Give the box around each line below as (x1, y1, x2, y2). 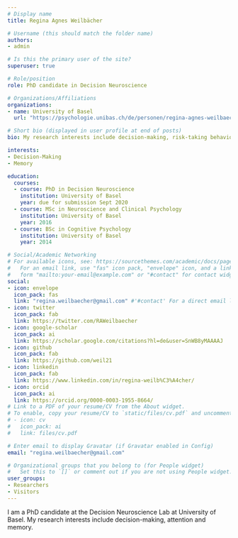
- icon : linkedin (7, 363, 59, 371)
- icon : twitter (7, 304, 55, 312)
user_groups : (7, 475, 46, 483)
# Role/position (7, 75, 55, 82)
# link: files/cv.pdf (7, 429, 78, 437)
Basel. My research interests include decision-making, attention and (7, 515, 206, 524)
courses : (13, 179, 40, 187)
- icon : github (7, 344, 52, 351)
